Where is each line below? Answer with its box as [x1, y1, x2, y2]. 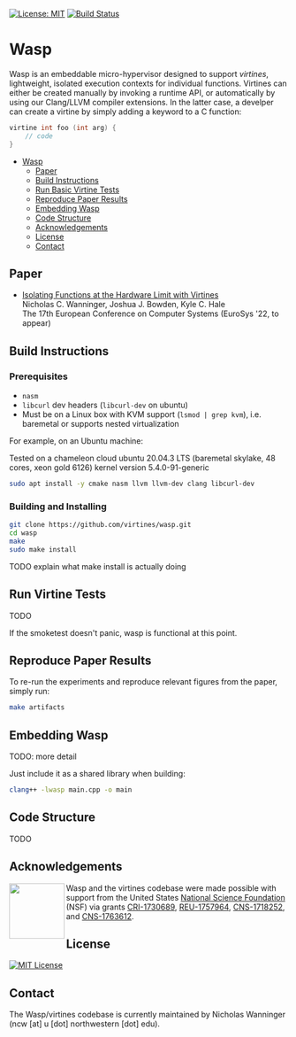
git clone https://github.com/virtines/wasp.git [9, 521, 192, 530]
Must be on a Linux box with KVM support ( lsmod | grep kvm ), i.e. [21, 409, 262, 420]
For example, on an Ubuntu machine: [9, 436, 144, 446]
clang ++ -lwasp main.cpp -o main [9, 785, 133, 794]
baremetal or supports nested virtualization [21, 419, 179, 430]
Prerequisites [9, 370, 68, 383]
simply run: [9, 686, 50, 697]
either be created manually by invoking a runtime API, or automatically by [9, 87, 276, 97]
